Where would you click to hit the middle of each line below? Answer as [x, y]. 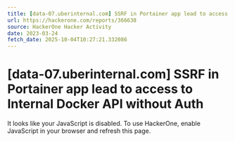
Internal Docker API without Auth [106, 104]
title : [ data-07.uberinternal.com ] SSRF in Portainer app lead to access [118, 14]
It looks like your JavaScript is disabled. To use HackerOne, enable [104, 124]
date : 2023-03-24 [33, 33]
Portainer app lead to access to [100, 89]
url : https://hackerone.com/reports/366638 [72, 20]
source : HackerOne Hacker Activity [59, 27]
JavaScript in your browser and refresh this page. [79, 131]
